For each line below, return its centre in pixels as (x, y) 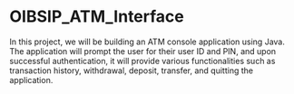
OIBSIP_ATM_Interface (97, 17)
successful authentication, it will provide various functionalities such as (142, 61)
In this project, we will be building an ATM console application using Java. (147, 42)
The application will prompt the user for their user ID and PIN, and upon (143, 51)
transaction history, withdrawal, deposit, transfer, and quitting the (132, 70)
